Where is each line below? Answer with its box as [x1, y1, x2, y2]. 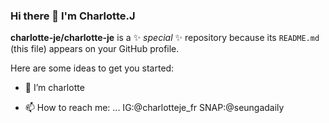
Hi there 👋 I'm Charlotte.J [10, 9, 136, 23]
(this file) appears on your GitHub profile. [10, 43, 180, 55]
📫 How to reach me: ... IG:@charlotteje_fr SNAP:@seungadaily [24, 102, 285, 114]
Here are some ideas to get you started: [10, 62, 175, 74]
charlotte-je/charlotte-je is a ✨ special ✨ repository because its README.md [10, 32, 320, 44]
